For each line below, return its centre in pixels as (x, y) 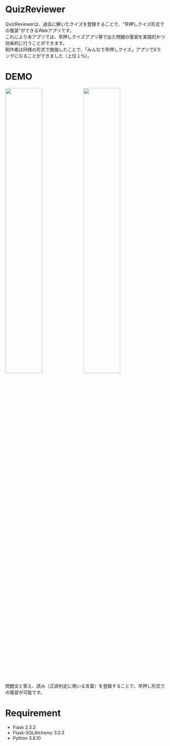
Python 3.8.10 (27, 738)
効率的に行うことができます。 (36, 43)
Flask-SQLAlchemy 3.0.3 (38, 732)
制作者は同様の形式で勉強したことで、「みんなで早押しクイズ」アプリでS (81, 49)
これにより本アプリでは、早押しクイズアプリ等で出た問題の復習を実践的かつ (85, 37)
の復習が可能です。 (25, 692)
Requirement (33, 713)
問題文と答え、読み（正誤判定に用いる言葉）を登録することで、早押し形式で (85, 686)
